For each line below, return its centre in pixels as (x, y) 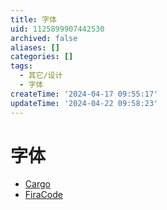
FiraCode (43, 195)
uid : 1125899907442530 (57, 29)
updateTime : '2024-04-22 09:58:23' (84, 103)
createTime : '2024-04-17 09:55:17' (84, 94)
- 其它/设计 (41, 76)
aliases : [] (35, 47)
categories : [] (42, 57)
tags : (21, 66)
